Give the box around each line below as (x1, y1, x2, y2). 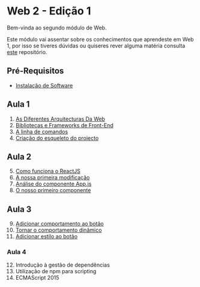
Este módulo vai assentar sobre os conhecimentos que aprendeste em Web (7, 35, 194, 43)
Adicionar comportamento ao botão (15, 220, 104, 228)
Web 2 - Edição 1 (7, 4, 91, 18)
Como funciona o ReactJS (15, 168, 80, 175)
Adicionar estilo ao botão (15, 233, 77, 240)
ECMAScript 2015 (15, 274, 59, 282)
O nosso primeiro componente (15, 187, 91, 194)
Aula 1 (7, 99, 30, 109)
